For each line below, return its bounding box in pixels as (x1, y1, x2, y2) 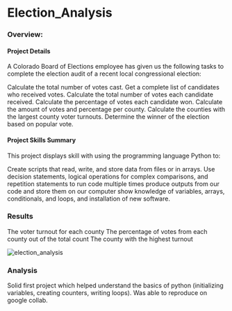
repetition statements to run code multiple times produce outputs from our (7, 179, 220, 188)
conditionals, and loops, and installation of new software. (7, 194, 170, 203)
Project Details (7, 47, 51, 55)
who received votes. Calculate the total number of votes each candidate (7, 90, 214, 99)
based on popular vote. (7, 120, 74, 128)
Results (7, 212, 33, 221)
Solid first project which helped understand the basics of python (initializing (7, 281, 224, 289)
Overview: (7, 30, 43, 40)
